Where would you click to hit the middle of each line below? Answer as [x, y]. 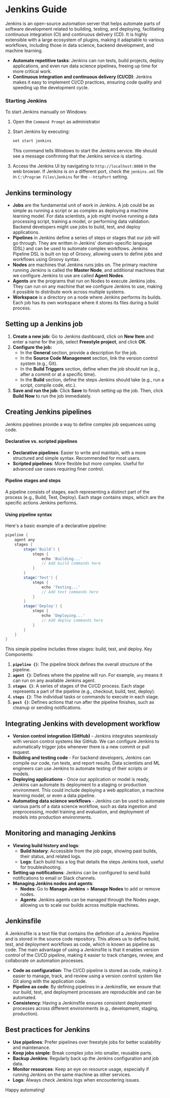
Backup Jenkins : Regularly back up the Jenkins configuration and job [86, 1058]
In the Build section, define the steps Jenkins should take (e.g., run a [92, 380]
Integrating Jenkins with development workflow [83, 724]
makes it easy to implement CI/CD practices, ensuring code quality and [87, 82]
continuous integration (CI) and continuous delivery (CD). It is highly [76, 34]
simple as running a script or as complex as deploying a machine [80, 211]
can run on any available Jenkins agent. [54, 681]
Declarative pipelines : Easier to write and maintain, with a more [79, 453]
